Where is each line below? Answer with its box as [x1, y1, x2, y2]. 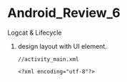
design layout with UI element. [17, 42, 107, 50]
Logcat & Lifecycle [7, 28, 62, 37]
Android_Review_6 [7, 5, 121, 21]
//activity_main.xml [17, 55, 79, 63]
